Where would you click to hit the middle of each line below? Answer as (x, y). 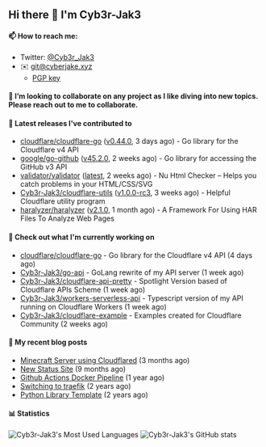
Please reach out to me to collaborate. (73, 105)
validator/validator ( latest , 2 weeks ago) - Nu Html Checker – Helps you (138, 175)
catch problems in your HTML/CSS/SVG (86, 184)
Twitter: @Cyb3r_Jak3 (57, 57)
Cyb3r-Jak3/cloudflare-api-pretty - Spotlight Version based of (123, 280)
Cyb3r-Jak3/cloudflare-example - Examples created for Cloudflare (131, 315)
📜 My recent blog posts (48, 342)
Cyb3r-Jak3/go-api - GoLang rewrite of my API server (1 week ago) (132, 272)
